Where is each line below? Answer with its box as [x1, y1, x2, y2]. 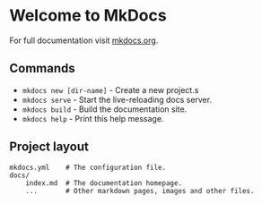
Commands [9, 61, 76, 76]
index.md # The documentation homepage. [25, 178, 182, 188]
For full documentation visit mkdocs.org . [9, 35, 159, 46]
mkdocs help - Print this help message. [22, 113, 164, 123]
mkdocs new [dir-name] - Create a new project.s [22, 84, 199, 95]
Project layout [9, 140, 90, 155]
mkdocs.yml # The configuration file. [9, 163, 167, 172]
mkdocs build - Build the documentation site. [22, 104, 188, 115]
